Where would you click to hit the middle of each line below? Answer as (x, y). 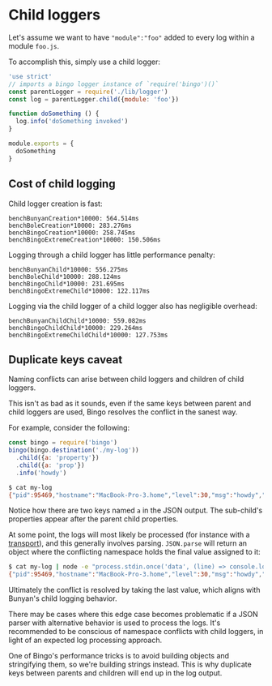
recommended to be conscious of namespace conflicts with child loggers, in (136, 632)
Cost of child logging (62, 184)
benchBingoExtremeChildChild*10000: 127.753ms (88, 335)
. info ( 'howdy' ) (41, 473)
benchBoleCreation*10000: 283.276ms (70, 225)
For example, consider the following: (69, 428)
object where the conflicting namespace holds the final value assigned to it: (134, 552)
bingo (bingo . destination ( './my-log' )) (74, 450)
